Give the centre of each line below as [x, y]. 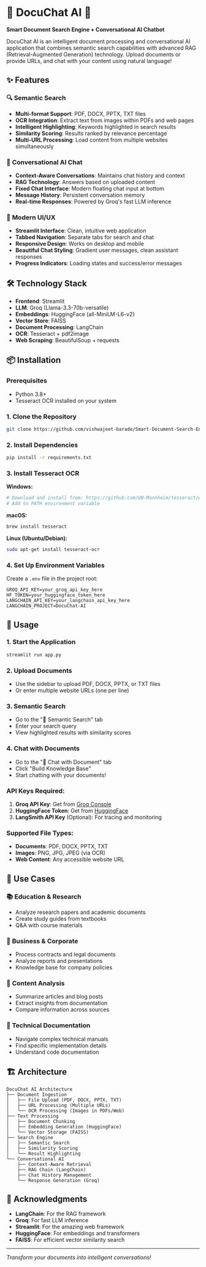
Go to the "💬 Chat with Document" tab [63, 762]
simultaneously [34, 146]
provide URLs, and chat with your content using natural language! [89, 61]
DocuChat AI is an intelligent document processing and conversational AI [98, 41]
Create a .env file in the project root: [52, 579]
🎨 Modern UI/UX [31, 217]
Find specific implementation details [61, 1045]
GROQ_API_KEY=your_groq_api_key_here [55, 590]
